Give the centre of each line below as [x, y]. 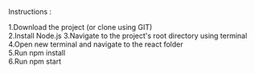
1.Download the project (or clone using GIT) [80, 27]
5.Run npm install [37, 53]
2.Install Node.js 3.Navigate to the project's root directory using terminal [128, 36]
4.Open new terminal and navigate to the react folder [96, 44]
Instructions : [30, 12]
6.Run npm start [35, 61]
